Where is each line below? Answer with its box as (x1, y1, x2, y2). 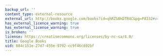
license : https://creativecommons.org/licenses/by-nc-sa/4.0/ (5, 35, 133, 39)
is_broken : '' (5, 30, 34, 35)
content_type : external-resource (5, 12, 73, 17)
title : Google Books (5, 39, 47, 44)
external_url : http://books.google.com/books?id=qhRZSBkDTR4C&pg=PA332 (5, 16, 153, 21)
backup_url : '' (5, 7, 36, 12)
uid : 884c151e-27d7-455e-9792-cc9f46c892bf (5, 43, 95, 48)
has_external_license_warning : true (5, 25, 79, 30)
